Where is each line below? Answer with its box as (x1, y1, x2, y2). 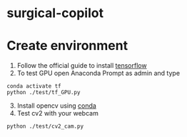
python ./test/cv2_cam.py (6, 123, 84, 130)
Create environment (6, 38, 128, 54)
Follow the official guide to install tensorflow (16, 61, 147, 70)
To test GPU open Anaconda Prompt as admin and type (16, 69, 180, 78)
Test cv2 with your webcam (16, 109, 99, 118)
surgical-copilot (6, 5, 104, 21)
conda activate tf (6, 83, 61, 90)
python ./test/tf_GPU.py (6, 89, 81, 96)
